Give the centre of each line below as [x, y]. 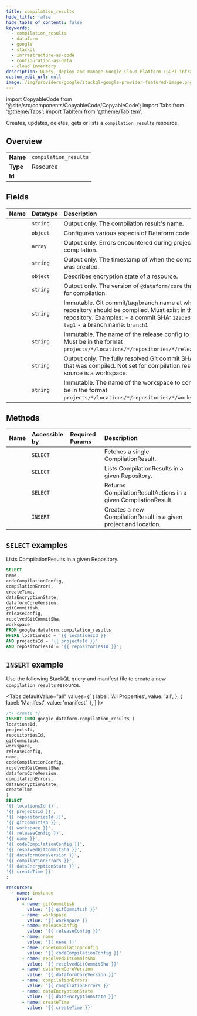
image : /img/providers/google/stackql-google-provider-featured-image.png [99, 83]
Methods [23, 418]
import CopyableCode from [39, 99]
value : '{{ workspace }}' [59, 920]
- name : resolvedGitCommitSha [58, 959]
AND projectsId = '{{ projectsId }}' [52, 641]
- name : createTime [45, 1002]
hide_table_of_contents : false [44, 22]
